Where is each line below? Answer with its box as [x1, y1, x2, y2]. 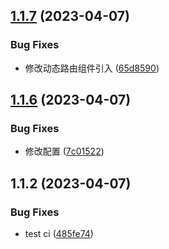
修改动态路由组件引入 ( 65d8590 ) [24, 62, 160, 74]
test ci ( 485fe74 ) [24, 228, 94, 240]
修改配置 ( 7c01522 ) [24, 145, 105, 158]
